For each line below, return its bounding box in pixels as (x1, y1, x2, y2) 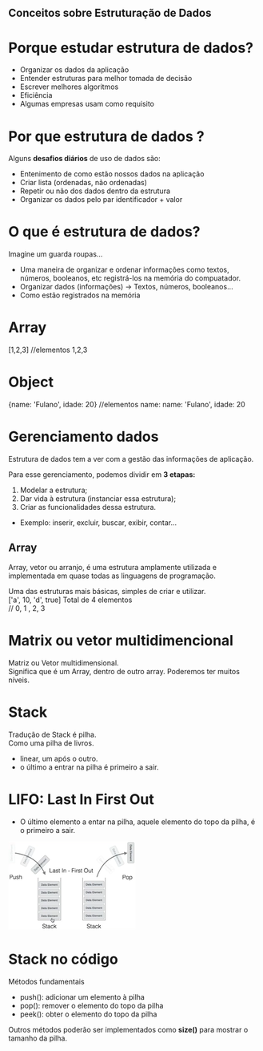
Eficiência (19, 91, 53, 100)
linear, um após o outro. (19, 754, 98, 763)
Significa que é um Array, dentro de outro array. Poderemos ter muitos (8, 666, 240, 676)
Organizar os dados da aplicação (19, 65, 130, 75)
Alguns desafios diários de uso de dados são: (8, 154, 161, 164)
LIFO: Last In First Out (8, 790, 154, 808)
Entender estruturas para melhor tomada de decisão (19, 74, 193, 83)
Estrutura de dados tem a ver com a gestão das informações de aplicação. (8, 455, 254, 464)
